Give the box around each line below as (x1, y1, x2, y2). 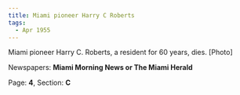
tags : (8, 19, 26, 27)
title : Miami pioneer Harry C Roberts (8, 11, 135, 20)
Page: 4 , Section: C (8, 78, 71, 87)
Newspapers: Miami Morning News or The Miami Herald (8, 63, 194, 72)
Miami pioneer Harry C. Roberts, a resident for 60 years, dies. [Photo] (8, 48, 233, 57)
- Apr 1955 (15, 26, 51, 34)
